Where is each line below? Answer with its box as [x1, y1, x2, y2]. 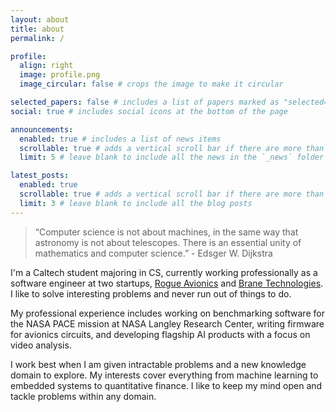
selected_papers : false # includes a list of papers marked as [10, 97, 280, 107]
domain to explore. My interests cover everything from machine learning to [10, 369, 319, 381]
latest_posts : [10, 171, 70, 181]
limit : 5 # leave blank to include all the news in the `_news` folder [19, 152, 325, 163]
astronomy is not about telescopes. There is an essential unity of [34, 236, 302, 248]
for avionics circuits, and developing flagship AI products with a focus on [10, 328, 311, 340]
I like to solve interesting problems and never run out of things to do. [10, 287, 292, 300]
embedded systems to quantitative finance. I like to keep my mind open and [10, 379, 323, 391]
